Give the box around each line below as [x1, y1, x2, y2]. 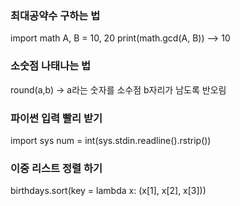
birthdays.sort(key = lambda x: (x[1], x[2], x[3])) [10, 185, 207, 197]
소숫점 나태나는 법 [10, 59, 92, 73]
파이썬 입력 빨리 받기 [10, 111, 103, 125]
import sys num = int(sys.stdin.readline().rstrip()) [10, 134, 212, 146]
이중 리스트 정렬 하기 [10, 161, 103, 175]
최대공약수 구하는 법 [10, 8, 101, 22]
